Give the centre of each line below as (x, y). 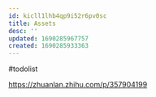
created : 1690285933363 (49, 46)
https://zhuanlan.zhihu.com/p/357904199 (78, 85)
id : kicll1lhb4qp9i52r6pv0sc (58, 16)
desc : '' (23, 31)
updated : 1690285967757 (49, 38)
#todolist (23, 69)
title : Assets (32, 23)
